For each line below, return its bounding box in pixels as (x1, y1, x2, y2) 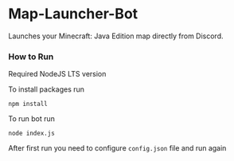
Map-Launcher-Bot (8, 5, 138, 23)
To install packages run (8, 84, 85, 94)
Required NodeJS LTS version (8, 69, 107, 79)
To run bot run (8, 114, 56, 124)
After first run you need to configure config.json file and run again (8, 143, 227, 153)
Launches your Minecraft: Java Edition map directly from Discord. (8, 31, 224, 41)
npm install (8, 100, 48, 108)
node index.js (8, 129, 56, 138)
